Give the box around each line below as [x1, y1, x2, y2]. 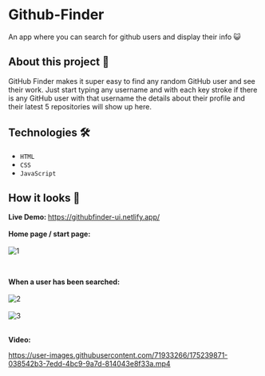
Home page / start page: [8, 229, 91, 239]
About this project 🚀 [8, 55, 109, 69]
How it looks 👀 [8, 191, 81, 204]
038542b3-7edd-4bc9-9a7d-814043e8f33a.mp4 [8, 359, 171, 369]
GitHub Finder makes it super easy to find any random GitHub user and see [8, 76, 255, 85]
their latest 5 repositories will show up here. [8, 101, 152, 111]
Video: [8, 335, 31, 345]
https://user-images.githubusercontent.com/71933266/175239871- [8, 350, 228, 360]
